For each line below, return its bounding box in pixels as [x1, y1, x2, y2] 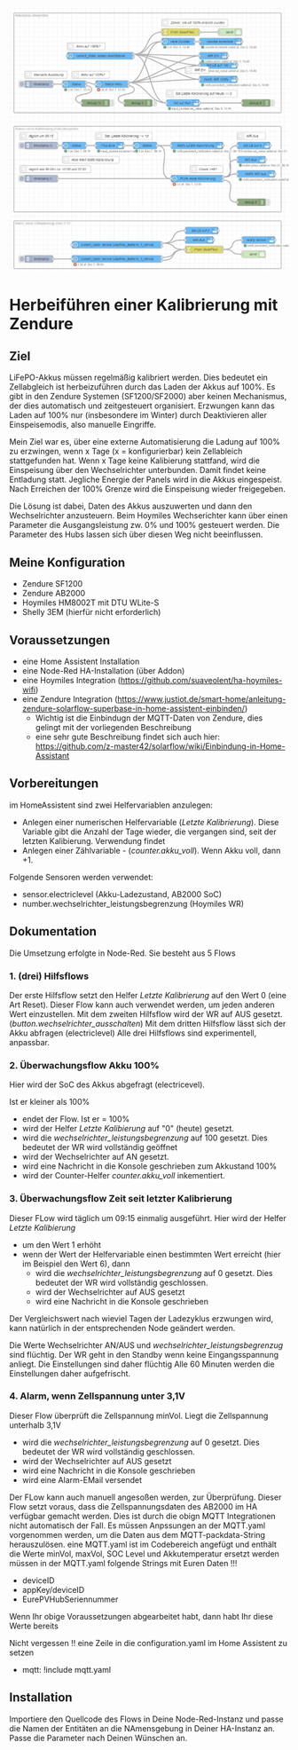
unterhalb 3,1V [9, 1419, 62, 1431]
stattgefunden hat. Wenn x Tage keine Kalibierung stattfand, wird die [9, 455, 260, 466]
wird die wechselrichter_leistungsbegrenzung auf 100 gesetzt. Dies [21, 1132, 268, 1143]
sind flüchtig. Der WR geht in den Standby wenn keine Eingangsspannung [9, 1349, 279, 1360]
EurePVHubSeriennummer [21, 1594, 119, 1604]
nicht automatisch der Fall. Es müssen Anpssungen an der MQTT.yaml [9, 1520, 266, 1531]
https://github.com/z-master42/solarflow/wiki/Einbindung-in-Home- [35, 741, 286, 752]
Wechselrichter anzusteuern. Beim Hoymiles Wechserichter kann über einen [9, 510, 288, 521]
